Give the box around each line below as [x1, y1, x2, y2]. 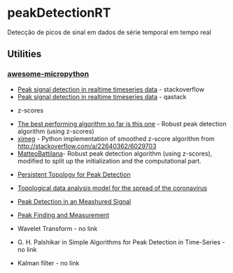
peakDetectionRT [7, 5, 111, 21]
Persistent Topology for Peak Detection [17, 170, 131, 179]
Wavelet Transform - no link [17, 224, 98, 233]
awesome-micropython [7, 69, 90, 79]
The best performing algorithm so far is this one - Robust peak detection [17, 119, 227, 128]
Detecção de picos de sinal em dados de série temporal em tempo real [7, 28, 211, 36]
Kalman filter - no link [17, 258, 80, 267]
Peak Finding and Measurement [17, 211, 110, 219]
